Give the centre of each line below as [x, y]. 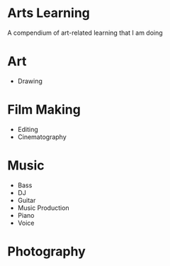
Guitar [27, 200]
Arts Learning [49, 13]
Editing [28, 129]
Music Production [43, 208]
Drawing [30, 81]
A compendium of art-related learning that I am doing [85, 33]
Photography [47, 251]
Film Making [44, 110]
